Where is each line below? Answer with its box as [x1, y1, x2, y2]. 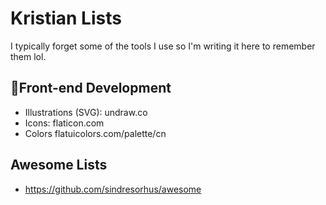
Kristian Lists [10, 7, 122, 30]
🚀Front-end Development [10, 80, 172, 97]
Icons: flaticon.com [24, 117, 105, 129]
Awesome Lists [10, 157, 108, 174]
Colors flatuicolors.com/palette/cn [24, 127, 167, 139]
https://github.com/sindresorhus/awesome [24, 183, 202, 195]
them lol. [10, 50, 47, 62]
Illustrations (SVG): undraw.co [24, 106, 148, 118]
